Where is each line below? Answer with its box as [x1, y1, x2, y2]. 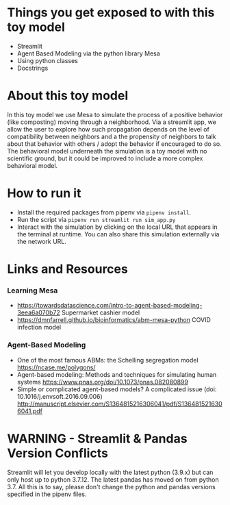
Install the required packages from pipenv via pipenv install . [16, 208, 192, 217]
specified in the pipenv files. [7, 490, 87, 498]
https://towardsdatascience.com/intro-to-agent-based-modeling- [16, 301, 203, 310]
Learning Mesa [7, 286, 58, 295]
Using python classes [16, 56, 79, 64]
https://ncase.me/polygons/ [16, 363, 96, 371]
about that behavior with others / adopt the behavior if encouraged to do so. [7, 139, 222, 148]
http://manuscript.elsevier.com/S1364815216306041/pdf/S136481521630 [16, 399, 222, 408]
